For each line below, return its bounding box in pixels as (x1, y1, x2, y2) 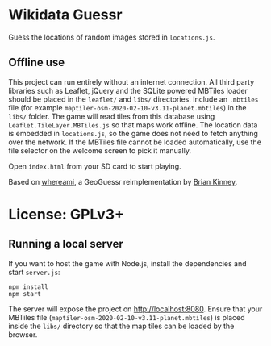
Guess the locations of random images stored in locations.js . (8, 32, 215, 42)
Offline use (8, 56, 65, 69)
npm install (8, 282, 48, 291)
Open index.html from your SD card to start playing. (8, 161, 181, 171)
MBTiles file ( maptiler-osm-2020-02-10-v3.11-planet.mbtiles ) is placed (8, 312, 245, 322)
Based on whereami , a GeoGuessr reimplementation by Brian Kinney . (8, 177, 238, 186)
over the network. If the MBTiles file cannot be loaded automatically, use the (8, 137, 262, 147)
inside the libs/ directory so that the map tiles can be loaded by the (8, 321, 235, 331)
